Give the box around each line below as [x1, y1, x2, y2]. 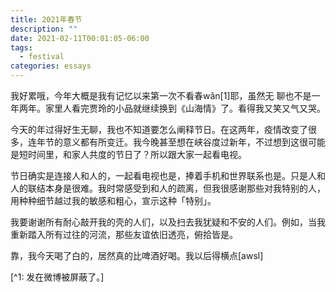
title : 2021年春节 [10, 14, 83, 25]
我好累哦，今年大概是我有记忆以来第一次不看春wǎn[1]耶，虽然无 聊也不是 [10, 90, 312, 101]
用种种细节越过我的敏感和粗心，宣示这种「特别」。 [10, 195, 217, 206]
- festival [19, 52, 65, 62]
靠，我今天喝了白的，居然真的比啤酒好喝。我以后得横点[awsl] [10, 250, 264, 261]
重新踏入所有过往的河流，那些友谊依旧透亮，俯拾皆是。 [10, 229, 238, 240]
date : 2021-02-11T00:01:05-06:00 [10, 33, 150, 43]
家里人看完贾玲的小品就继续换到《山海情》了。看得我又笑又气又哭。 [44, 102, 326, 114]
